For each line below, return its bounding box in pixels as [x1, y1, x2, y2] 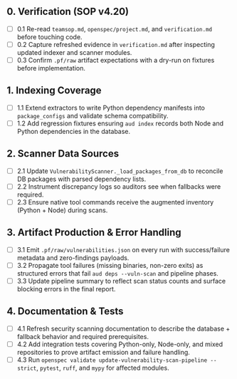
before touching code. [16, 32, 83, 41]
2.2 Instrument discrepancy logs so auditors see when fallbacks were [16, 182, 221, 191]
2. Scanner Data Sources [6, 147, 119, 160]
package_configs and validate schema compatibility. [16, 111, 169, 120]
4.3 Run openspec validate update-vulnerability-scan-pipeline [16, 355, 208, 364]
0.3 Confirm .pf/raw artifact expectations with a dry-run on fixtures [16, 56, 215, 64]
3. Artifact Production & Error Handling [6, 227, 182, 239]
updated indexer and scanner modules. [16, 48, 132, 56]
